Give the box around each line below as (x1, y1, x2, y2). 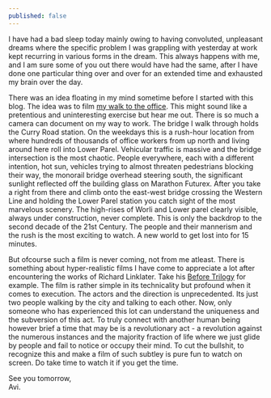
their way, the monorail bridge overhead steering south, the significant (8, 170, 243, 180)
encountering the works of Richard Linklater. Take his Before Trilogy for (8, 272, 247, 282)
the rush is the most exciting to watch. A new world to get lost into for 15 (8, 230, 249, 239)
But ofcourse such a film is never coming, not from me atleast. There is (8, 254, 245, 264)
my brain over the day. (8, 77, 83, 87)
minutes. (8, 239, 38, 248)
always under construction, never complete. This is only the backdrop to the (8, 213, 263, 222)
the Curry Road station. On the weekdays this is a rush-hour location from (8, 127, 255, 137)
